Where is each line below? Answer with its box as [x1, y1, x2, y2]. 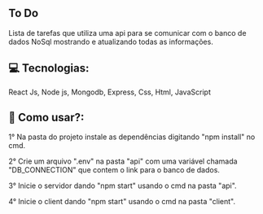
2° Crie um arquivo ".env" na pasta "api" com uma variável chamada [8, 156, 238, 166]
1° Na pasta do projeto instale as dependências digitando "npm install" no [8, 132, 256, 142]
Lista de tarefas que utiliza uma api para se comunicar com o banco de [8, 28, 247, 37]
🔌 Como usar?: [8, 111, 85, 124]
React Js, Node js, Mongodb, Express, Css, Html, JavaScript [8, 87, 212, 97]
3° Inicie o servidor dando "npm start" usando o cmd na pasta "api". [8, 181, 238, 190]
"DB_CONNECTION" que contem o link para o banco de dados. [8, 165, 220, 175]
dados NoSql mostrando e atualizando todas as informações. [8, 37, 213, 46]
